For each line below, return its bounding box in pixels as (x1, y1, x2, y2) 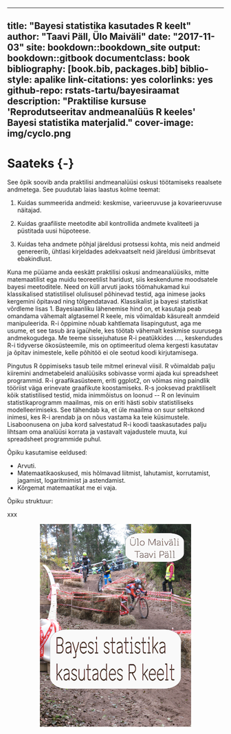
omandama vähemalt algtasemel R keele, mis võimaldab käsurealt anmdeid (7, 312, 220, 320)
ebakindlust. (16, 255, 53, 263)
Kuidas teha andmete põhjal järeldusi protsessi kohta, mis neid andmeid (16, 240, 220, 249)
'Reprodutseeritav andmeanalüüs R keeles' (7, 106, 196, 118)
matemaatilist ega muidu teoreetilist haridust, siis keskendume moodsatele (7, 275, 218, 284)
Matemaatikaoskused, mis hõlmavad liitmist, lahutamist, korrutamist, (16, 469, 211, 477)
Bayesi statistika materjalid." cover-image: (7, 117, 194, 129)
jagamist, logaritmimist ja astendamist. (16, 476, 126, 485)
